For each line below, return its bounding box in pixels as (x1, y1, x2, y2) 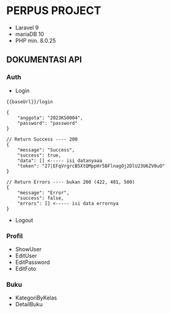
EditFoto (15, 265, 37, 272)
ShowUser (15, 245, 42, 252)
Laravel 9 (15, 24, 39, 31)
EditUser (15, 252, 37, 259)
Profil (6, 232, 23, 240)
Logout (15, 216, 34, 224)
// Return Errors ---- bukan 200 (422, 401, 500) (6, 179, 136, 185)
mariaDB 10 (15, 30, 45, 37)
